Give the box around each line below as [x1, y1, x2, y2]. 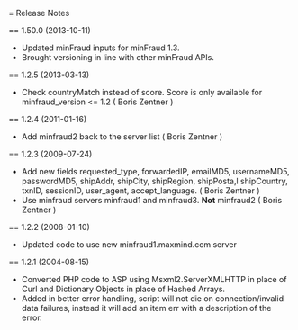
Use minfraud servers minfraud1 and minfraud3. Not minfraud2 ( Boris [21, 195, 283, 205]
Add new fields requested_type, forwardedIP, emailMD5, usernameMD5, [21, 166, 290, 176]
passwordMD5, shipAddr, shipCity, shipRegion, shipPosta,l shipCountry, [21, 175, 289, 186]
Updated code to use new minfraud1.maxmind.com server [21, 239, 238, 250]
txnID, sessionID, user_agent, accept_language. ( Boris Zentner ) [21, 185, 260, 196]
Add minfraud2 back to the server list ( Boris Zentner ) [21, 131, 223, 142]
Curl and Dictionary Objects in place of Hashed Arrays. [21, 283, 226, 294]
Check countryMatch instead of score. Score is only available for [21, 87, 263, 97]
